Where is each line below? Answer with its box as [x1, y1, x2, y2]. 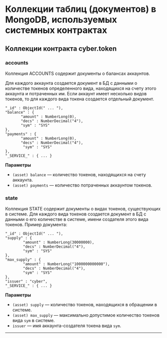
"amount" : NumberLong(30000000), [23, 240, 94, 245]
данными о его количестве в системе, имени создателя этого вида [5, 216, 149, 222]
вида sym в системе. [12, 318, 55, 324]
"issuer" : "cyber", [5, 279, 48, 284]
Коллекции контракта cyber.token [5, 44, 117, 53]
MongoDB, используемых [5, 14, 117, 25]
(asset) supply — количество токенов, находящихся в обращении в [12, 302, 158, 308]
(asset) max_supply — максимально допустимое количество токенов [12, 312, 160, 318]
